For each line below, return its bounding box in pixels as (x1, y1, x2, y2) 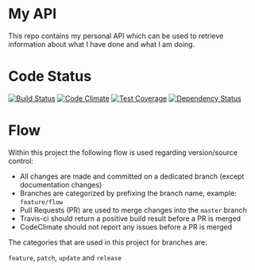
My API (8, 5, 57, 23)
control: (8, 156, 34, 165)
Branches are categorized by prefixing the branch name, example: (19, 188, 237, 198)
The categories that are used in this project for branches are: (8, 237, 208, 247)
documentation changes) (19, 179, 102, 189)
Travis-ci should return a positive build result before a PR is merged (19, 214, 241, 223)
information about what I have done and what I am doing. (8, 39, 195, 48)
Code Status (8, 67, 92, 86)
